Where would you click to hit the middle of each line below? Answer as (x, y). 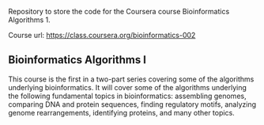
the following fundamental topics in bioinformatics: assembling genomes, (127, 96)
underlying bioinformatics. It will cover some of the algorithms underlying (127, 87)
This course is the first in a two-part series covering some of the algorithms (131, 79)
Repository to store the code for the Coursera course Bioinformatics (119, 11)
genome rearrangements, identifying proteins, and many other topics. (121, 112)
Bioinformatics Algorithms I (77, 60)
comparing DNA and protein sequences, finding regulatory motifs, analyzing (132, 104)
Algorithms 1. (30, 20)
